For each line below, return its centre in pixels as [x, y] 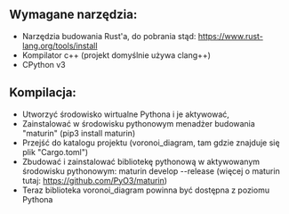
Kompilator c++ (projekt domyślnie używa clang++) [116, 55]
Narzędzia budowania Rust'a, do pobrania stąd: [109, 36]
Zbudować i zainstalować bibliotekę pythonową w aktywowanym [141, 161]
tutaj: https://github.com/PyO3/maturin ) [94, 180]
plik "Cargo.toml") [55, 152]
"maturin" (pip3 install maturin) [79, 133]
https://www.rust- [231, 36]
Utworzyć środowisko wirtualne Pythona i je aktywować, [125, 114]
